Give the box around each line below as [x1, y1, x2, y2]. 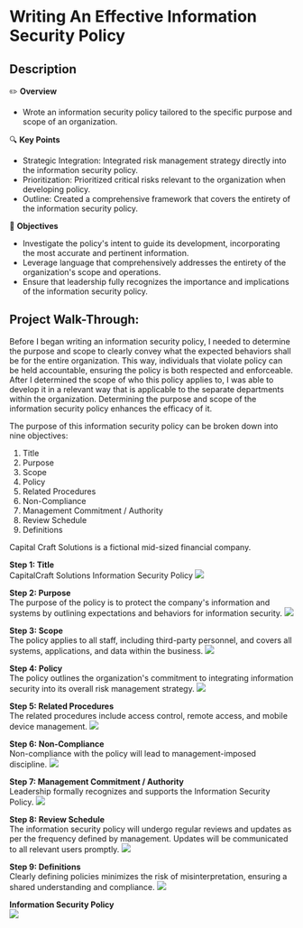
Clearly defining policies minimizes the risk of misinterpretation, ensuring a [9, 870, 288, 881]
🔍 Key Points [9, 134, 60, 145]
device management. [9, 721, 88, 731]
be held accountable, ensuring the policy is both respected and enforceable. [9, 364, 293, 375]
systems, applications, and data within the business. [9, 645, 204, 656]
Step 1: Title [9, 559, 55, 570]
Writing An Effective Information [9, 6, 257, 27]
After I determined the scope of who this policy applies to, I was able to [9, 374, 274, 385]
